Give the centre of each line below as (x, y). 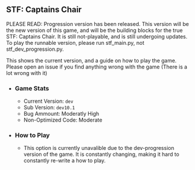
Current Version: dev (48, 101)
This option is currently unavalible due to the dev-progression (99, 148)
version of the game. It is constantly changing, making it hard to (101, 154)
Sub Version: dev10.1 (49, 107)
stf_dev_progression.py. (35, 49)
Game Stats (32, 88)
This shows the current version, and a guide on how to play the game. (91, 60)
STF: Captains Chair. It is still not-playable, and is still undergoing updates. (97, 36)
